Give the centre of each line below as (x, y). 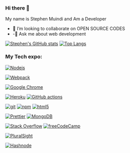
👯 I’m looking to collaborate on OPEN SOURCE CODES (69, 29)
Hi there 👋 (18, 8)
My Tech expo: (24, 57)
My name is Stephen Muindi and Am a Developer (56, 19)
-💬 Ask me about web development (49, 34)
